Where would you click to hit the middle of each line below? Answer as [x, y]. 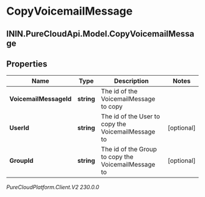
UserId [19, 128]
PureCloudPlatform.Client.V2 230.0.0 [53, 187]
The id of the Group [129, 149]
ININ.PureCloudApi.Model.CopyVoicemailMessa [100, 34]
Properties [27, 64]
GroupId [21, 161]
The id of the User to [131, 116]
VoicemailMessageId [41, 99]
